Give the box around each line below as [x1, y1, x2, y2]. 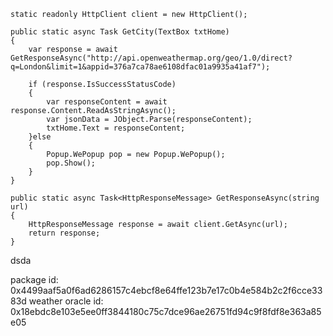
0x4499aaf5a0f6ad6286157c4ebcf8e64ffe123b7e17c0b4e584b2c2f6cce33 [10, 285, 323, 296]
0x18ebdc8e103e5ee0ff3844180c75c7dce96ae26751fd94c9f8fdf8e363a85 [10, 306, 322, 317]
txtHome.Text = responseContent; [46, 123, 186, 133]
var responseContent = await [46, 97, 168, 107]
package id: [10, 274, 59, 285]
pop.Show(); [46, 158, 97, 168]
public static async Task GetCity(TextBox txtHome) [10, 27, 230, 37]
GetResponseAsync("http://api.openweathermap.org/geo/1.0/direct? [10, 53, 293, 63]
